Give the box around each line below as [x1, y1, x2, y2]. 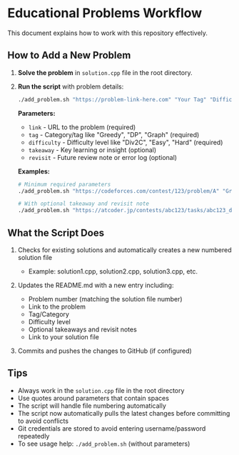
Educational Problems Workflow [7, 5, 203, 21]
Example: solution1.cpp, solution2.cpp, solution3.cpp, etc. [28, 266, 198, 276]
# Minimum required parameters [17, 181, 111, 188]
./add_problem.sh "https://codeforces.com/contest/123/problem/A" [17, 187, 220, 194]
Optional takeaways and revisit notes [28, 325, 137, 334]
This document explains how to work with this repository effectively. [7, 29, 208, 37]
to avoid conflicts [17, 416, 69, 425]
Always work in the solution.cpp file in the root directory [17, 386, 185, 394]
